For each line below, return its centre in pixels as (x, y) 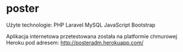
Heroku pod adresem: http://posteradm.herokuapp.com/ (75, 43)
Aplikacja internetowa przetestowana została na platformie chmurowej (92, 36)
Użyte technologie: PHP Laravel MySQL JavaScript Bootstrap (81, 25)
